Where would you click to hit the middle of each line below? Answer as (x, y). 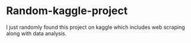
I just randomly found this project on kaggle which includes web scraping (95, 27)
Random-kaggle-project (67, 11)
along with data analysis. (36, 33)
